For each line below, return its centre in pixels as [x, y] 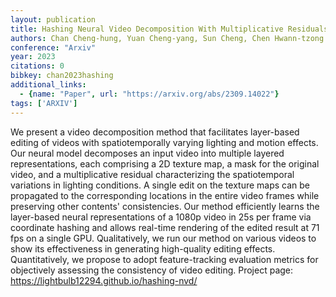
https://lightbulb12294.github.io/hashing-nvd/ [104, 280]
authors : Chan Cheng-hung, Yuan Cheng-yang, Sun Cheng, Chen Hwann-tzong [167, 38]
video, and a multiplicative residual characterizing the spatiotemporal [152, 174]
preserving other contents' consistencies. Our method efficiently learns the [165, 206]
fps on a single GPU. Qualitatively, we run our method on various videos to [163, 238]
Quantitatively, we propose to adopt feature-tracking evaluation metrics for [164, 259]
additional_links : [48, 85]
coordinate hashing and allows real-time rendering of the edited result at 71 [165, 227]
